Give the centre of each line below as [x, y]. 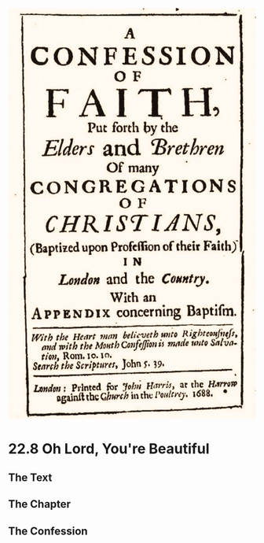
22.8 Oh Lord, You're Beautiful [109, 449]
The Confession [48, 531]
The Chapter [40, 504]
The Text [30, 478]
